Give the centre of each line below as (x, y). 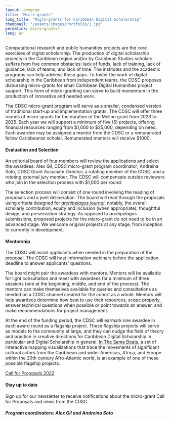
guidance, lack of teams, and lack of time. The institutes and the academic (83, 69)
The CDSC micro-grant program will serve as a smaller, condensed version (83, 106)
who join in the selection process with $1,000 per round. (64, 182)
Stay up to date (22, 385)
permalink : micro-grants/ (32, 29)
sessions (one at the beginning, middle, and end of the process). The (77, 284)
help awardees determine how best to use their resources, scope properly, (83, 300)
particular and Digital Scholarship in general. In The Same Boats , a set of (81, 342)
